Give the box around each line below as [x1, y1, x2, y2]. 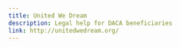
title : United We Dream [8, 11, 88, 20]
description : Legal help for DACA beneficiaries [8, 19, 173, 27]
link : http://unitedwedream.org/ [8, 26, 119, 34]
